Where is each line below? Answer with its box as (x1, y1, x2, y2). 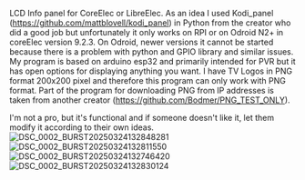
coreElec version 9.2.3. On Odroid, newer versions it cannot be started (9, 36, 274, 47)
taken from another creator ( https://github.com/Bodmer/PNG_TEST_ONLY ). (9, 95, 290, 105)
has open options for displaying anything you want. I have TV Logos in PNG (9, 65, 293, 76)
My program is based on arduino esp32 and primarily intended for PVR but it (9, 56, 296, 66)
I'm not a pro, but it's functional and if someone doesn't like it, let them (9, 113, 275, 123)
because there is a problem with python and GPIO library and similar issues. (9, 46, 294, 57)
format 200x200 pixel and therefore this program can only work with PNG (9, 75, 287, 85)
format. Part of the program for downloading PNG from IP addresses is (9, 85, 275, 95)
